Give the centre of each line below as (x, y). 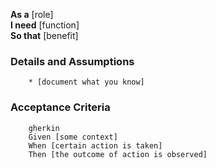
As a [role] (32, 14)
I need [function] (45, 25)
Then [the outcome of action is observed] (118, 154)
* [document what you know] (86, 82)
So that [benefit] (44, 35)
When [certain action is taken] (95, 145)
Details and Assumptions (72, 61)
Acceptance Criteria (60, 107)
